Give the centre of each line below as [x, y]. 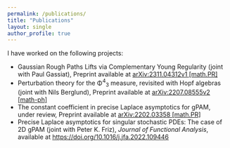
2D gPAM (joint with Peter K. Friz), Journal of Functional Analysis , [113, 129]
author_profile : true [39, 33]
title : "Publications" [40, 20]
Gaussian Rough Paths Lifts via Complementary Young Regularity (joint [120, 67]
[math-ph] [32, 100]
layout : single [30, 27]
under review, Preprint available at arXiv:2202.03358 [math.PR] [109, 114]
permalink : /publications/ [47, 14]
